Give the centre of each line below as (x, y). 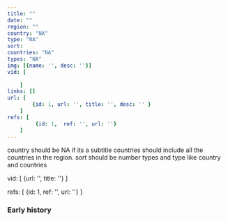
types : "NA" (24, 59)
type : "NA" (23, 40)
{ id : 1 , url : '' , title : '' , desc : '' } (92, 105)
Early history (30, 210)
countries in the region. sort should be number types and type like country (114, 158)
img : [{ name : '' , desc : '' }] (50, 66)
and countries (27, 165)
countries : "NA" (31, 53)
